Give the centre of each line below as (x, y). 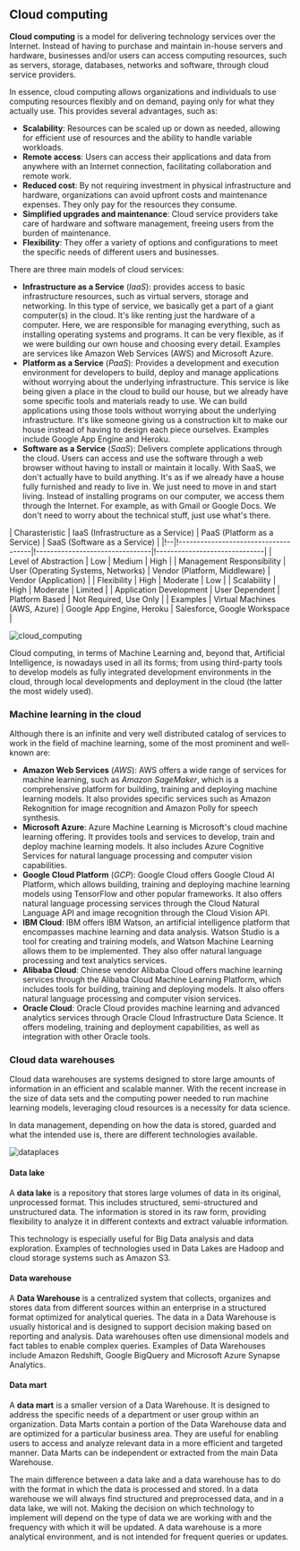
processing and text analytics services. (94, 961)
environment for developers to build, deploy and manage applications (150, 372)
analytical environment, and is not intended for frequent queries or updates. (149, 1537)
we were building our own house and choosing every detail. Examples (151, 343)
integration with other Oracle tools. (86, 1037)
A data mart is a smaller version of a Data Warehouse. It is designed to (140, 1405)
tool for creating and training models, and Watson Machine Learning (148, 942)
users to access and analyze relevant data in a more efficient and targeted (146, 1443)
